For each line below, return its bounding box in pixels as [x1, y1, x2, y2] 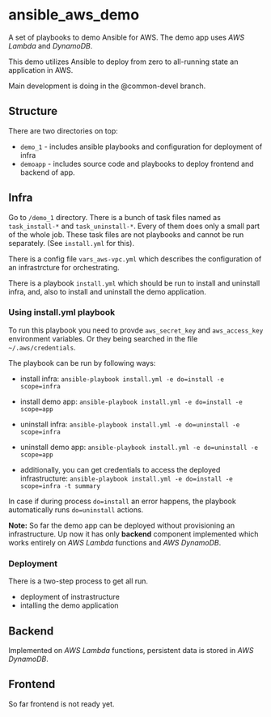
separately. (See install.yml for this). [8, 238, 135, 248]
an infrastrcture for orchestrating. [8, 262, 120, 272]
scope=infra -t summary [19, 482, 101, 490]
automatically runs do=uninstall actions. [8, 504, 144, 515]
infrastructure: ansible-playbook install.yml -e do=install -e [19, 473, 233, 483]
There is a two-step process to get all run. [8, 576, 148, 586]
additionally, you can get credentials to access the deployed [19, 465, 221, 474]
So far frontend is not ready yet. [8, 698, 115, 709]
